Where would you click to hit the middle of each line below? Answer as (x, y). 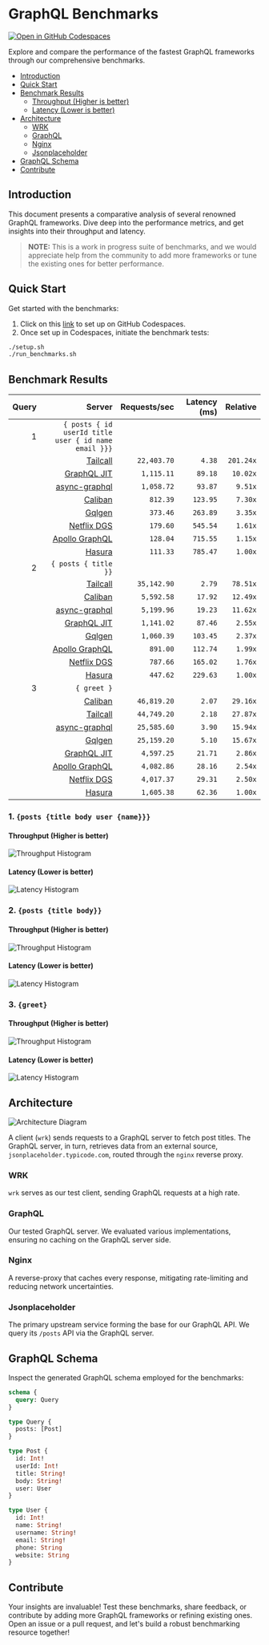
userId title (88, 433)
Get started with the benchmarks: (64, 308)
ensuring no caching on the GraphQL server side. (90, 1239)
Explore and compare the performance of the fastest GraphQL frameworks (131, 51)
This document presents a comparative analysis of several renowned (122, 214)
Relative (241, 407)
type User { (28, 1510)
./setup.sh (26, 347)
